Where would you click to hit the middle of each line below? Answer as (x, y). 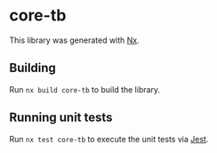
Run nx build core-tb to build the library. (85, 89)
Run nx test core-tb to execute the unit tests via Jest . (109, 139)
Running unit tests (61, 118)
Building (32, 68)
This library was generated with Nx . (74, 40)
